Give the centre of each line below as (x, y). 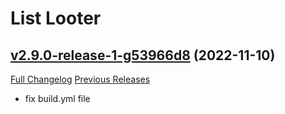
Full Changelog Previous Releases (80, 79)
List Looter (56, 18)
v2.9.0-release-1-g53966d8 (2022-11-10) (143, 55)
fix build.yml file (57, 98)
